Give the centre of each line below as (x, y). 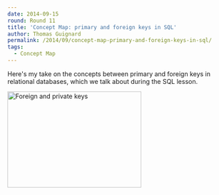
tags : (15, 47)
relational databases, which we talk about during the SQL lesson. (103, 81)
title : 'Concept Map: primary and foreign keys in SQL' (92, 27)
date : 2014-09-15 (33, 14)
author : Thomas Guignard (44, 34)
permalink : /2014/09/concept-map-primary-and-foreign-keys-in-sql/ (110, 41)
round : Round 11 (31, 21)
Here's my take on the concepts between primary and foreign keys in (109, 74)
